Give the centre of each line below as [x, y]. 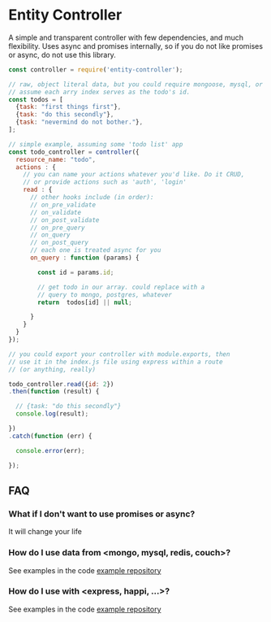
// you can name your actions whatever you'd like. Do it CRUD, [134, 175]
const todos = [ [36, 99]
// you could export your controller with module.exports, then [119, 354]
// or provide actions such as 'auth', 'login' [105, 182]
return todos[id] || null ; [85, 302]
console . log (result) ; [52, 414]
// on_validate [56, 212]
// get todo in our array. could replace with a [121, 287]
